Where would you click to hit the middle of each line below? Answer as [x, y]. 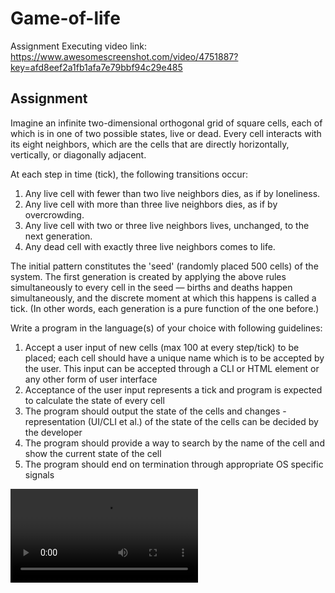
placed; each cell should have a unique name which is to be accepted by [174, 358]
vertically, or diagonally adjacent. [78, 154]
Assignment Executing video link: [78, 46]
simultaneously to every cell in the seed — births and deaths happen [151, 287]
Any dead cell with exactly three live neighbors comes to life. [150, 246]
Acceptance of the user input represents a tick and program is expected [173, 389]
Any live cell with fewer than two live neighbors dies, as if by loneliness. [172, 193]
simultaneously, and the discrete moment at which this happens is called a [163, 298]
